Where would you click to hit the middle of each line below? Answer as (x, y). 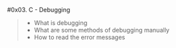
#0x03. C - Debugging (39, 10)
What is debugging (60, 23)
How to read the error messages (79, 37)
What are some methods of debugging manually (102, 30)
